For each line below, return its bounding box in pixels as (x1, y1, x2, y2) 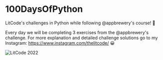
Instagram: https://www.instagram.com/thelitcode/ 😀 (5, 40, 115, 46)
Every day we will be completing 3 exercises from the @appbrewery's (5, 29, 149, 35)
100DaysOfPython (5, 3, 83, 15)
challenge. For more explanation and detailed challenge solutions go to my (5, 35, 158, 41)
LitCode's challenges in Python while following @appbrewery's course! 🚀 (5, 20, 156, 26)
